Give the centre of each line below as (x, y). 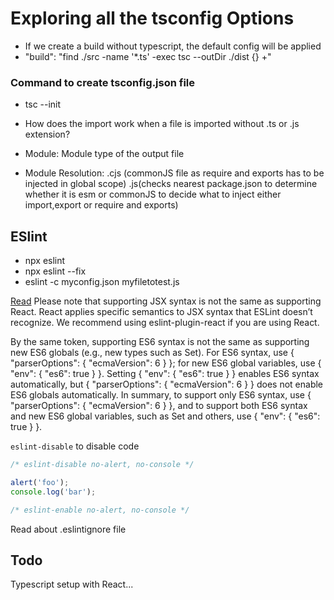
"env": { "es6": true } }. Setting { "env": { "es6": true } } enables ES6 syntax (165, 374)
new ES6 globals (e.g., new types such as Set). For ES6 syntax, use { (152, 353)
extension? (47, 134)
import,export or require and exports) (101, 205)
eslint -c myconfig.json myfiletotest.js (102, 282)
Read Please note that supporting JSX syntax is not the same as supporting (166, 301)
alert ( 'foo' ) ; (40, 482)
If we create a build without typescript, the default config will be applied (173, 46)
